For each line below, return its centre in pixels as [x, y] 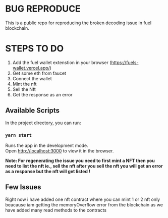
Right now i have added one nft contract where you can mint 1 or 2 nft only [83, 199]
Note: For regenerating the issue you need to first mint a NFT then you [80, 160]
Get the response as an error [42, 94]
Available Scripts [32, 111]
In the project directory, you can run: [43, 123]
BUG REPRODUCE [43, 9]
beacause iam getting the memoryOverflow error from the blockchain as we [84, 204]
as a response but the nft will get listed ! [48, 171]
